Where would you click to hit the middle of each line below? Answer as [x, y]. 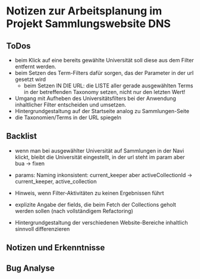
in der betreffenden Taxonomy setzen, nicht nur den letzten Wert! [104, 92]
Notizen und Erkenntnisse [56, 248]
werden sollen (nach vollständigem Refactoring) [74, 211]
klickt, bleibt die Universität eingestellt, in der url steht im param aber [100, 157]
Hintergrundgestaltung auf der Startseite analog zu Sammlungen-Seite [102, 111]
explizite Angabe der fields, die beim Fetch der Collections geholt [96, 204]
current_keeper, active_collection [56, 181]
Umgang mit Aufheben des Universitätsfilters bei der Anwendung [96, 98]
